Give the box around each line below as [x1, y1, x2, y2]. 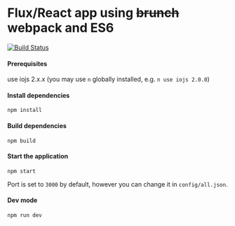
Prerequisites [7, 59, 48, 68]
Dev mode [7, 196, 38, 205]
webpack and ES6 [7, 20, 114, 36]
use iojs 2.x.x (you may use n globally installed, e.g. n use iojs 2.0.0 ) [7, 75, 210, 84]
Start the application [7, 152, 69, 161]
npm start [7, 168, 36, 175]
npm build [7, 137, 36, 144]
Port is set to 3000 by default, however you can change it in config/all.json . [7, 180, 228, 188]
